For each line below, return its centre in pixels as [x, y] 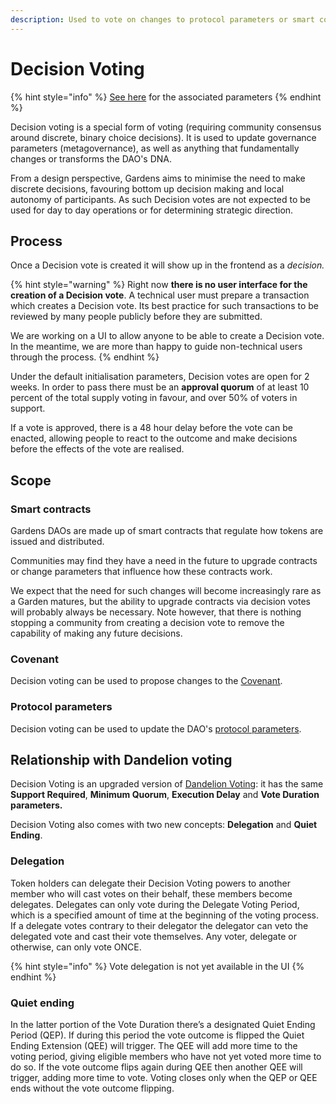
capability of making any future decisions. [96, 633]
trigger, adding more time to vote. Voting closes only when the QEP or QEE [164, 1078]
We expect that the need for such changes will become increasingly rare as [166, 591]
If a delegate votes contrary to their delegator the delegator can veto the [159, 925]
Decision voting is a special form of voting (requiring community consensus [166, 127]
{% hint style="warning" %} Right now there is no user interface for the [159, 285]
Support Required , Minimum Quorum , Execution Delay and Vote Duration [165, 795]
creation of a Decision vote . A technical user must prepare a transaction [160, 295]
